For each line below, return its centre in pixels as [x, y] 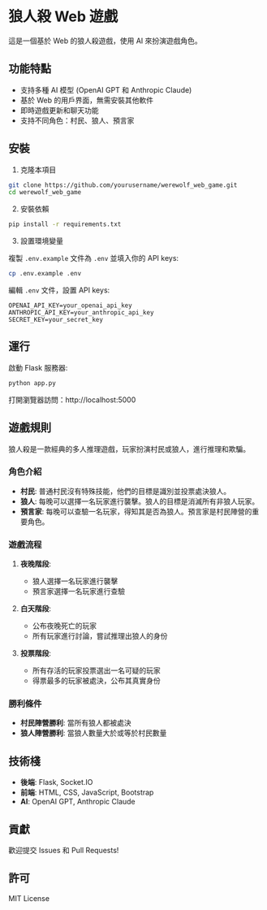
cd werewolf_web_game [45, 193]
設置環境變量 [41, 241]
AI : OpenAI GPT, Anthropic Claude [78, 802]
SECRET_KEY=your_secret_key [56, 320]
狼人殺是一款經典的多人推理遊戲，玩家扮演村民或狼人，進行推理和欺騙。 [129, 448]
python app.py [32, 383]
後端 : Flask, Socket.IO [56, 782]
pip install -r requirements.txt [65, 224]
